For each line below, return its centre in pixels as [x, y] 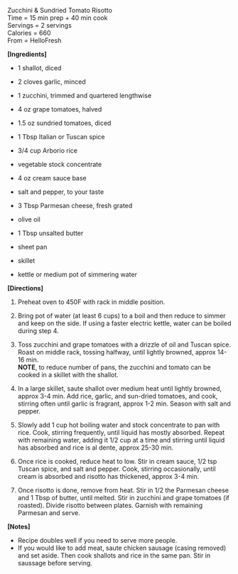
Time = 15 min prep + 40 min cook [58, 18]
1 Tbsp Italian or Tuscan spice [61, 137]
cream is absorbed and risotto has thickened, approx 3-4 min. [108, 476]
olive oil [29, 219]
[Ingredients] [27, 54]
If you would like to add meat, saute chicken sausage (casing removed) [122, 548]
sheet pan [32, 247]
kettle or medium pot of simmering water [77, 274]
